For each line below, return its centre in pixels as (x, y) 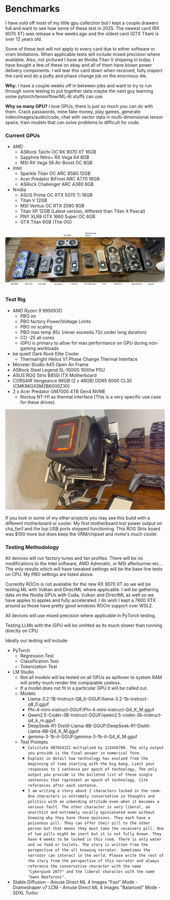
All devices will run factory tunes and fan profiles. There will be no (74, 558)
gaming (28, 348)
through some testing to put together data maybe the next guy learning (79, 91)
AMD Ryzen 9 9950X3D (37, 310)
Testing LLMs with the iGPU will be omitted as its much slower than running (84, 625)
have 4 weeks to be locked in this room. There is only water (95, 840)
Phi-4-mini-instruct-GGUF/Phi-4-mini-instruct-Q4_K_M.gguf (91, 710)
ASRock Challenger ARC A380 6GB (57, 184)
